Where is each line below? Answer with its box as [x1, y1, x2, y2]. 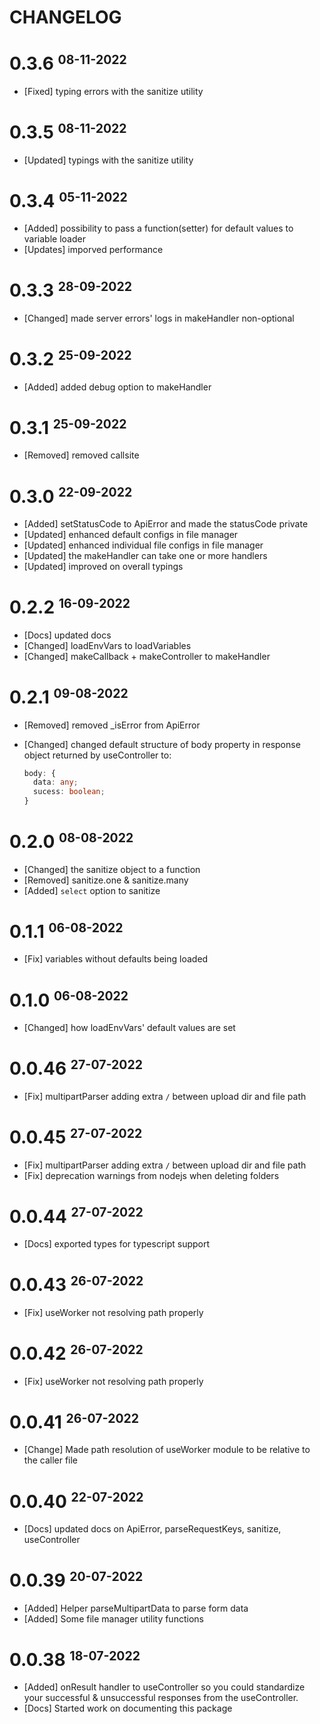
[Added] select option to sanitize [23, 884, 161, 896]
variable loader [23, 233, 86, 245]
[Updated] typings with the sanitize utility [23, 154, 194, 166]
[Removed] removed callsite [23, 449, 140, 461]
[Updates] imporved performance [23, 244, 164, 256]
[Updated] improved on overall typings [23, 561, 184, 573]
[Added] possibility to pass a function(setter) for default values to [23, 222, 294, 235]
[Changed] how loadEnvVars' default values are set [23, 1022, 236, 1034]
